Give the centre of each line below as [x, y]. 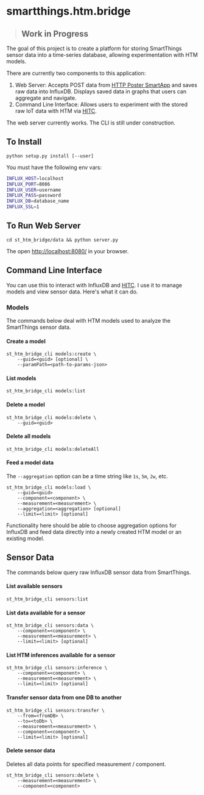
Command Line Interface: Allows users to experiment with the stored [101, 104]
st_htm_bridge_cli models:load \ [49, 487]
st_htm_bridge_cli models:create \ [51, 354]
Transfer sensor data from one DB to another [64, 697]
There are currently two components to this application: [76, 73]
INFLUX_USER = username [34, 190]
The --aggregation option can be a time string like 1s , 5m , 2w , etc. [87, 476]
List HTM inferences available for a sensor [61, 655]
